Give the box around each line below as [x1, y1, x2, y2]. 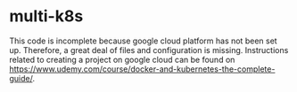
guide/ [9, 73, 33, 83]
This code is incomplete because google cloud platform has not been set [9, 35, 278, 46]
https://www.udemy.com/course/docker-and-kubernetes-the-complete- [9, 64, 276, 74]
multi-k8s [9, 6, 84, 27]
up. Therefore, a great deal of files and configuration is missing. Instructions [9, 44, 289, 55]
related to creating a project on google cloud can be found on [9, 54, 235, 65]
